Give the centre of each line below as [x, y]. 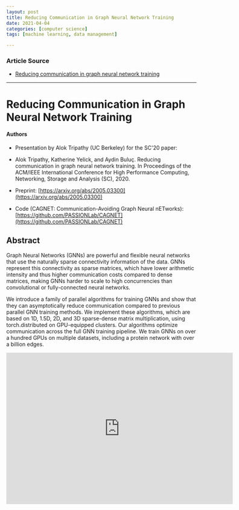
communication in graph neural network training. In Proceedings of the [103, 166]
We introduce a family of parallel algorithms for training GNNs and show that [101, 299]
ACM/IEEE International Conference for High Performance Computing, [102, 172]
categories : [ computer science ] [47, 29]
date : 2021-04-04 [28, 23]
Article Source [28, 61]
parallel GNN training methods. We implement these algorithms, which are [98, 312]
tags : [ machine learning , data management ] [62, 35]
